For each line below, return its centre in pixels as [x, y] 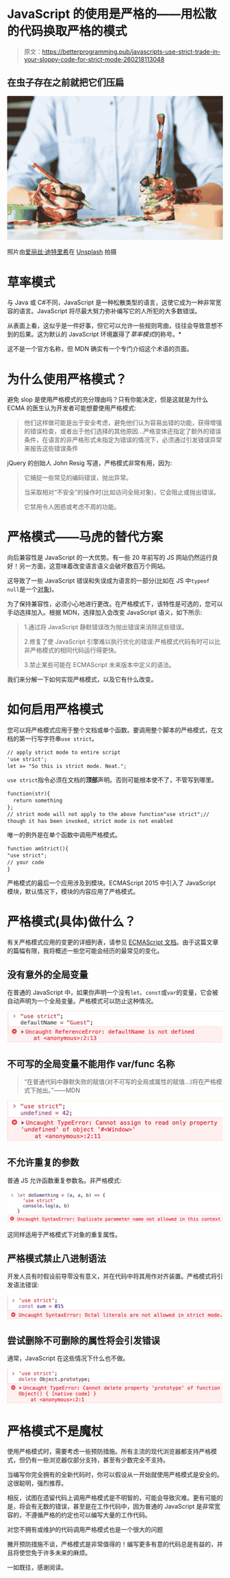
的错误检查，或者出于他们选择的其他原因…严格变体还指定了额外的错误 [122, 431]
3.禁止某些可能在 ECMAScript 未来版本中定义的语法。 [99, 665]
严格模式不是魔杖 [55, 1431]
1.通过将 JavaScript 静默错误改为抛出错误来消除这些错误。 [106, 627]
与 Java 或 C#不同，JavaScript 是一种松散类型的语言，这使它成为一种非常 [111, 302]
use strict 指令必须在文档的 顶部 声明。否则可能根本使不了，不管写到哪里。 [112, 780]
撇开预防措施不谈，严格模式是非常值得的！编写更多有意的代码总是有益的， [112, 1544]
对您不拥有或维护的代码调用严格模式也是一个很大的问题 [85, 1530]
